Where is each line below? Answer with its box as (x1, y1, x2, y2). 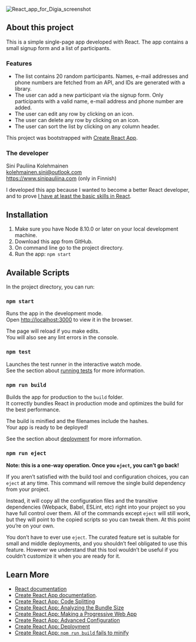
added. (14, 104, 32, 112)
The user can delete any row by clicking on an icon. (14, 117, 140, 124)
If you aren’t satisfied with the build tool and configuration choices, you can (6, 473, 190, 480)
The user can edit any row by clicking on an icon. (14, 110, 134, 117)
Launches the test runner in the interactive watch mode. (6, 361, 142, 368)
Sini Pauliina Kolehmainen (6, 162, 69, 169)
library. (14, 86, 32, 93)
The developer (6, 149, 49, 158)
